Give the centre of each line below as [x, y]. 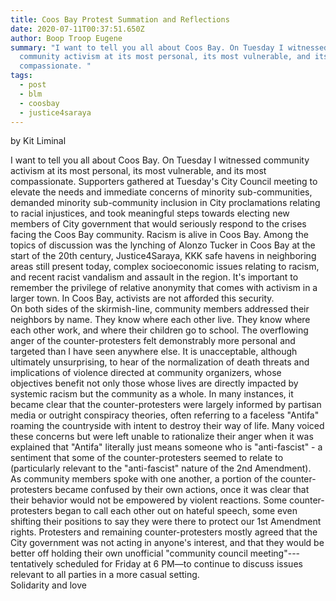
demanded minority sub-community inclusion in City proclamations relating [165, 203]
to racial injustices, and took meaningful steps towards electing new [150, 213]
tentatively [32, 564]
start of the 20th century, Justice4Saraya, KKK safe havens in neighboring [163, 256]
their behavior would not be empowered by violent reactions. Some [149, 500]
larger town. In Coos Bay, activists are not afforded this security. [142, 298]
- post [33, 85]
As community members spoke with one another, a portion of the [144, 479]
